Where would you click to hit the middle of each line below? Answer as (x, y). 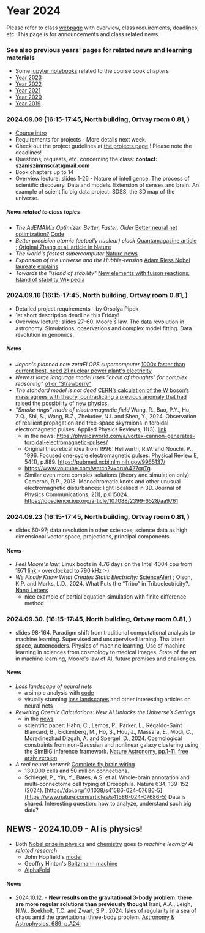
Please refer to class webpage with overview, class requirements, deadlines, (102, 28)
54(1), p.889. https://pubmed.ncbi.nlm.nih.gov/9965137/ (95, 462)
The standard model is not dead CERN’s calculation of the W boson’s (102, 390)
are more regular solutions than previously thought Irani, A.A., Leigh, (104, 904)
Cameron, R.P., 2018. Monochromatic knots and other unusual (102, 481)
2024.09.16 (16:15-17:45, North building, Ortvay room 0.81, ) (97, 295)
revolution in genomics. (45, 334)
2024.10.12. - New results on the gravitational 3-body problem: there (103, 897)
